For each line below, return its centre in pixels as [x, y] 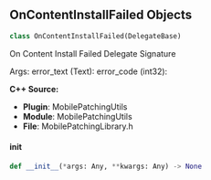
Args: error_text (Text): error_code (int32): [89, 71]
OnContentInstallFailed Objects [101, 15]
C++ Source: [34, 89]
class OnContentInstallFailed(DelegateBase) [95, 36]
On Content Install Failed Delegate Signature [93, 53]
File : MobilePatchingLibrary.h [78, 126]
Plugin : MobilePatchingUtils [75, 106]
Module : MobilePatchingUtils [77, 116]
